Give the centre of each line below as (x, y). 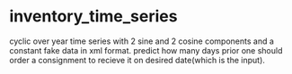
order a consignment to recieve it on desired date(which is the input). (137, 60)
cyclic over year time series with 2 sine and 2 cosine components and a (142, 41)
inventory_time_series (93, 16)
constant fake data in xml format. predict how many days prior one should (146, 50)
